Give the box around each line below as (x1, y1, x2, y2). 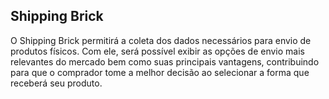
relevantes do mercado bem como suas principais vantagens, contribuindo (10, 55, 320, 68)
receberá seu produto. (10, 77, 103, 89)
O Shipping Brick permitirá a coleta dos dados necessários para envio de (10, 34, 312, 46)
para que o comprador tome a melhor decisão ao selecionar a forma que (10, 66, 310, 78)
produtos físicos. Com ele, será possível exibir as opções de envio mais (10, 45, 305, 57)
